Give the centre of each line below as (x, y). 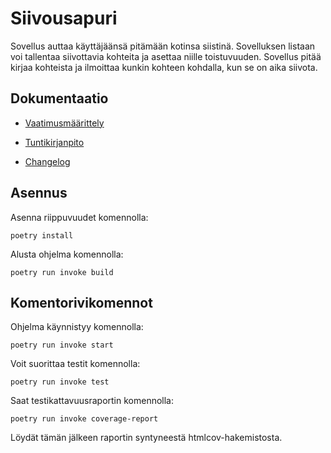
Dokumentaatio (59, 98)
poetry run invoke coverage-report (84, 419)
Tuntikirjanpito (54, 142)
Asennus (39, 193)
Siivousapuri (64, 18)
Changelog (47, 161)
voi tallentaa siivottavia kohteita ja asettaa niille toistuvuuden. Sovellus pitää (166, 56)
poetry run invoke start (62, 345)
